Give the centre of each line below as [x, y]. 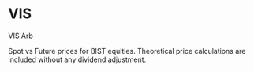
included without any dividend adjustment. [77, 59]
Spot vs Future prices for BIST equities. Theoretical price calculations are [127, 51]
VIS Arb [21, 36]
